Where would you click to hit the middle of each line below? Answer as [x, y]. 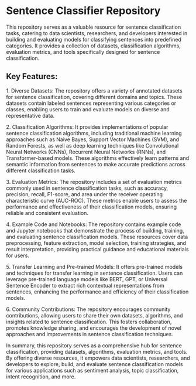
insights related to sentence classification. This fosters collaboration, [89, 322]
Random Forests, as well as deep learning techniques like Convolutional [92, 145]
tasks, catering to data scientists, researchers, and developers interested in [97, 33]
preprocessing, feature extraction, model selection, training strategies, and [96, 243]
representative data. [30, 115]
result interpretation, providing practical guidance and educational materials [97, 249]
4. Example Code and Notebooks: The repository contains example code [94, 224]
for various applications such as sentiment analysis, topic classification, [92, 370]
